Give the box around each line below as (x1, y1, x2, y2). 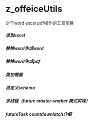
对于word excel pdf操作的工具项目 (5, 20, 74, 26)
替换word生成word (5, 45, 44, 51)
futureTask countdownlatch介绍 (5, 111, 72, 117)
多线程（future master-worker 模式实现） (5, 98, 91, 104)
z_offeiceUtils (5, 3, 63, 15)
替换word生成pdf (5, 58, 40, 64)
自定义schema (5, 85, 36, 91)
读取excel (5, 32, 26, 38)
